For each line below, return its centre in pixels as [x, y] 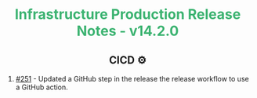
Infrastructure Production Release [128, 15]
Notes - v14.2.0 [128, 31]
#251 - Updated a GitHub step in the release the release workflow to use [132, 79]
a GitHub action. [42, 87]
